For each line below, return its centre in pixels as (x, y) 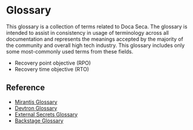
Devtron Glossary (36, 108)
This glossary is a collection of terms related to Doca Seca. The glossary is (97, 26)
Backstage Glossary (39, 121)
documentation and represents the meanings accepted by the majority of (95, 39)
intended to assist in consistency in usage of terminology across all (87, 32)
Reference (26, 88)
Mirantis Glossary (36, 102)
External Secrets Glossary (46, 114)
